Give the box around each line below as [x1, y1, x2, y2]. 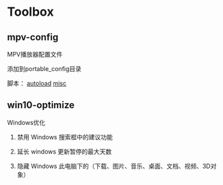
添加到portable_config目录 [7, 65, 82, 72]
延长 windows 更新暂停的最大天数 [16, 147, 112, 156]
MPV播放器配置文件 [7, 51, 63, 58]
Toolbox [7, 4, 54, 20]
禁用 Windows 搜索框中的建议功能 [16, 132, 113, 141]
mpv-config [7, 31, 59, 43]
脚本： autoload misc [7, 79, 67, 87]
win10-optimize [7, 100, 75, 111]
